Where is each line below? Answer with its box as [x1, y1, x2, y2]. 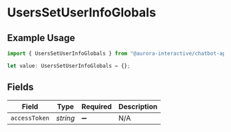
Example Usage [7, 32, 76, 44]
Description [118, 101, 158, 111]
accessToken [10, 114, 50, 122]
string [56, 113, 76, 122]
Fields [7, 81, 34, 93]
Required [81, 101, 112, 111]
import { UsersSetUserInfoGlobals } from [7, 50, 128, 57]
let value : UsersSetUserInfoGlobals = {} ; [7, 62, 131, 69]
